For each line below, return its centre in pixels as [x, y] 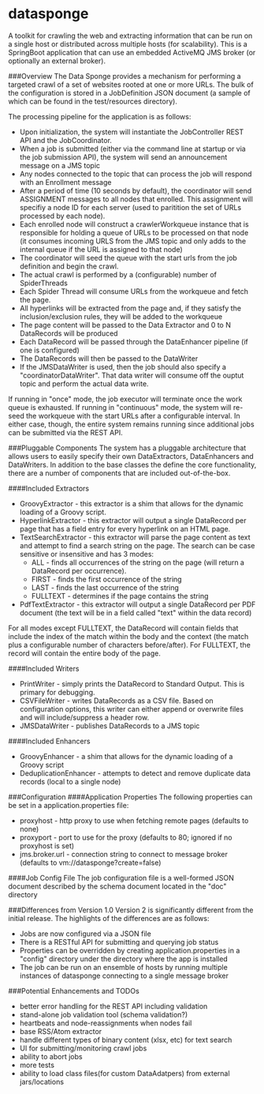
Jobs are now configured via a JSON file [85, 934]
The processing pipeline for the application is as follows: [100, 116]
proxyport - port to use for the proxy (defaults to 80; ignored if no [126, 837]
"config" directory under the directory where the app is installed [124, 959]
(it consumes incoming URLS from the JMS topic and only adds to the [133, 241]
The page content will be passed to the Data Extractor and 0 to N [125, 325]
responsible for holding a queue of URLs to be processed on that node [134, 232]
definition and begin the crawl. [69, 266]
